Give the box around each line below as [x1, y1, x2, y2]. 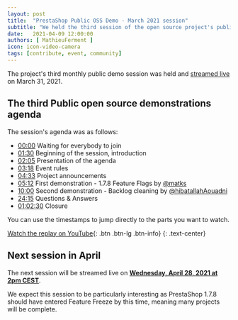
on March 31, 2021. [7, 77, 63, 85]
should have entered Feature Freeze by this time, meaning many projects [7, 297, 220, 306]
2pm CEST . [7, 276, 41, 285]
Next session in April [7, 250, 101, 262]
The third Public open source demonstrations [7, 97, 212, 110]
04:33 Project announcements [17, 171, 107, 180]
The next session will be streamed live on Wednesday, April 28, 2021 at [7, 268, 218, 277]
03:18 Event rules [17, 164, 69, 172]
